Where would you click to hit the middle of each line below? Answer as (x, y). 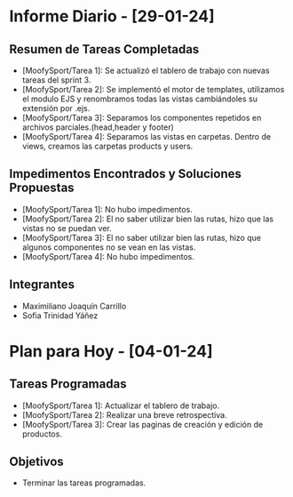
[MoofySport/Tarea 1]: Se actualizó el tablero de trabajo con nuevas (146, 70)
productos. (42, 434)
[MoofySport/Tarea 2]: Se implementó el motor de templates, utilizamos (153, 89)
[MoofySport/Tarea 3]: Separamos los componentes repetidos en (142, 118)
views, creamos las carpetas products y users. (107, 146)
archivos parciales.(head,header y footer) (98, 127)
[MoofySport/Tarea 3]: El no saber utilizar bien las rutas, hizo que (142, 237)
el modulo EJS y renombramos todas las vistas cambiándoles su (140, 99)
